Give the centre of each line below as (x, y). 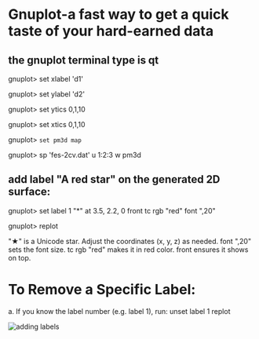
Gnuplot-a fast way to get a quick (119, 15)
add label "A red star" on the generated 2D (114, 179)
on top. (20, 257)
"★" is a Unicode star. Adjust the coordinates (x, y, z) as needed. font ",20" (130, 241)
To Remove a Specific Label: (102, 290)
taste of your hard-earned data (111, 31)
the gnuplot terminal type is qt (84, 60)
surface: (29, 192)
